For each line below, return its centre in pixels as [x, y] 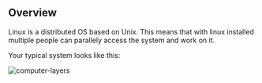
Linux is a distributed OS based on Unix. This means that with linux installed [131, 31]
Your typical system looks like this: [64, 55]
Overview [33, 13]
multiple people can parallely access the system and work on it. [112, 40]
